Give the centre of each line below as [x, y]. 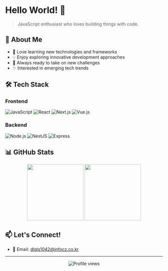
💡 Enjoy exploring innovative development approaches [68, 57]
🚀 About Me [24, 40]
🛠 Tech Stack [27, 85]
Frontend [16, 101]
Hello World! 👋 [35, 10]
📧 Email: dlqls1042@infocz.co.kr [45, 250]
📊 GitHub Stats [29, 152]
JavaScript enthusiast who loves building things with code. [78, 24]
